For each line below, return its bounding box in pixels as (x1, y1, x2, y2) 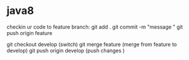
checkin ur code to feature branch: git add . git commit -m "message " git (6, 23, 183, 30)
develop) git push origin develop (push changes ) (6, 47, 125, 54)
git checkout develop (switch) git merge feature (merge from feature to (6, 41, 177, 48)
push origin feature (6, 29, 52, 36)
